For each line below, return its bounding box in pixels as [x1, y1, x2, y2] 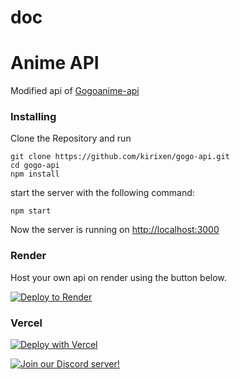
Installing [10, 110, 57, 124]
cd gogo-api [10, 161, 60, 171]
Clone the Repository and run [10, 132, 132, 145]
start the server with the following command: [10, 187, 195, 199]
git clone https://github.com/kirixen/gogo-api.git [10, 152, 230, 162]
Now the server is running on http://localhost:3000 [10, 224, 220, 236]
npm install [10, 169, 60, 180]
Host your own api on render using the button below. [10, 271, 227, 283]
